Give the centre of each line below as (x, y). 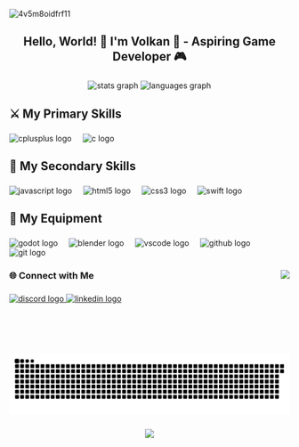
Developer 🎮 (149, 57)
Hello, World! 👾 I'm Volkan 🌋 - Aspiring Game (149, 41)
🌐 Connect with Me (52, 276)
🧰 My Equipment (56, 219)
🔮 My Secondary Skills (73, 166)
